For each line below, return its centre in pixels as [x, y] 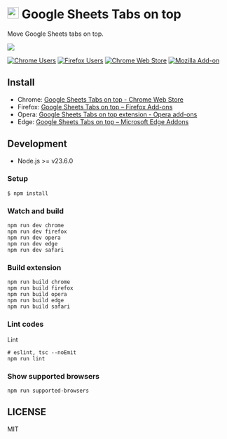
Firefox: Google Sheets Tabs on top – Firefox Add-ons [95, 107]
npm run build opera [37, 295]
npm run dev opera [34, 238]
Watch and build [36, 211]
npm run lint [26, 358]
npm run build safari [39, 307]
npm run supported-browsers [48, 391]
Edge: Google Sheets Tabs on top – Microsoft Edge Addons [103, 121]
